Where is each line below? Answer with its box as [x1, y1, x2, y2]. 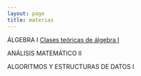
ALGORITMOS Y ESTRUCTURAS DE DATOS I [7, 62, 135, 70]
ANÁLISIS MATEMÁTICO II [7, 49, 82, 57]
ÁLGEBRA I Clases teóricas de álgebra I [7, 35, 120, 44]
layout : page [7, 10, 45, 17]
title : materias [7, 17, 54, 23]
